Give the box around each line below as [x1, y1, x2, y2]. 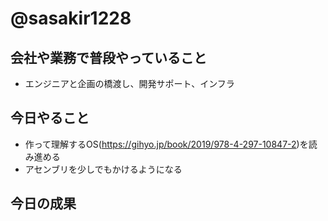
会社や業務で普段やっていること [10, 49, 207, 66]
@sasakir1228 [10, 7, 132, 30]
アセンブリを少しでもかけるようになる [24, 163, 183, 175]
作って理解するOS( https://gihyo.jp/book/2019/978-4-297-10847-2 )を [24, 138, 309, 150]
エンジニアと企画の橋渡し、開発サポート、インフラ [24, 78, 235, 89]
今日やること [10, 110, 90, 127]
